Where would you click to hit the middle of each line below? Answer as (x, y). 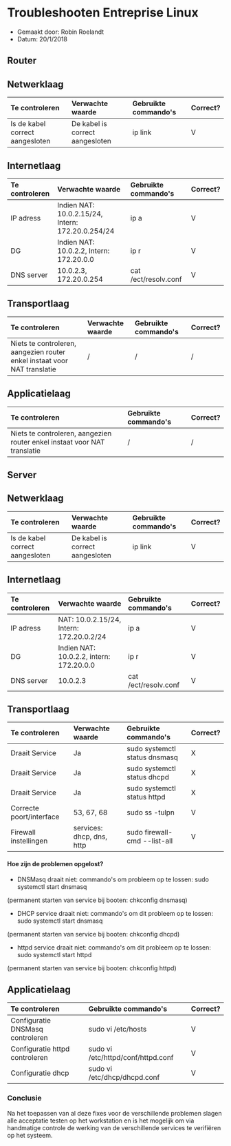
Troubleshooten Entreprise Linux (103, 13)
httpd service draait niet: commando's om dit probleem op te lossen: (114, 947)
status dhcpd (148, 777)
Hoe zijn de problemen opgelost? (55, 864)
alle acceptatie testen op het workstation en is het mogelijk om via (101, 1121)
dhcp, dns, (90, 837)
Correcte (25, 808)
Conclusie (24, 1098)
